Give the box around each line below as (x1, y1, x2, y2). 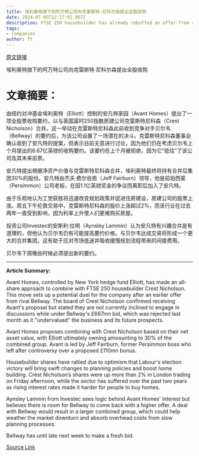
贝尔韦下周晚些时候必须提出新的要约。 (6, 249, 99, 256)
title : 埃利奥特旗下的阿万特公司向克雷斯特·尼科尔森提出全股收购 (6, 8, 147, 15)
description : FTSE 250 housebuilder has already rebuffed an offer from (6, 20, 190, 26)
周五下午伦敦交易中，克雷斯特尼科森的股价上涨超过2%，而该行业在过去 (16, 202, 191, 209)
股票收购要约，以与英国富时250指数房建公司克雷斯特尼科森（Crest (16, 117, 179, 124)
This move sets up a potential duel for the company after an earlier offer (6, 291, 182, 298)
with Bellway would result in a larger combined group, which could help (6, 408, 181, 415)
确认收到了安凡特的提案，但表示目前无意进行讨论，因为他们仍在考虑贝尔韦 (6, 139, 188, 146)
